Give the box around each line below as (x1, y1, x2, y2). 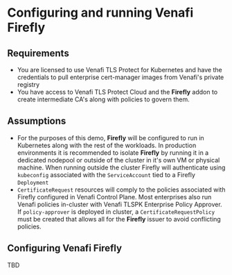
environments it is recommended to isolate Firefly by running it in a (17, 148, 209, 157)
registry (17, 81, 40, 88)
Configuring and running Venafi (7, 5, 194, 21)
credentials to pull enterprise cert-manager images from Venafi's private (17, 73, 224, 81)
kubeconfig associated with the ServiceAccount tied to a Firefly (17, 170, 196, 178)
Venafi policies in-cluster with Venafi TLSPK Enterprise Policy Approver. (17, 200, 223, 208)
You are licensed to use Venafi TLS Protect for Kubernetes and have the (17, 66, 223, 74)
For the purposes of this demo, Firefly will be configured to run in (17, 133, 204, 142)
